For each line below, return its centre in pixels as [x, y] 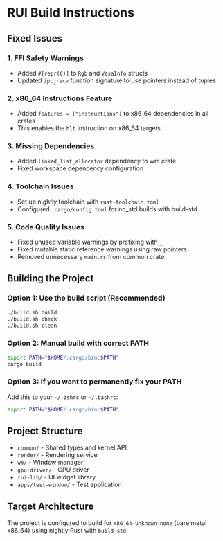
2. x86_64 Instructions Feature [60, 98]
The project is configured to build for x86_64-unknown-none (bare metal [107, 523]
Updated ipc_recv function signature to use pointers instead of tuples [116, 80]
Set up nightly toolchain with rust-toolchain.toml [88, 202]
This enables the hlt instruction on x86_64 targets [89, 128]
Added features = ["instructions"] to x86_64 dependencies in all [113, 114]
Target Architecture [51, 506]
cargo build [24, 364]
